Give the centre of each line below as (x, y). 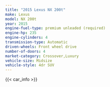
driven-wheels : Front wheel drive (41, 47)
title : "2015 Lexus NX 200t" (35, 10)
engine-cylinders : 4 (27, 38)
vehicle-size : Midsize (29, 61)
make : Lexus (17, 14)
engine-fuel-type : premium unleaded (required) (55, 28)
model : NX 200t (21, 19)
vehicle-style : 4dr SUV (30, 65)
